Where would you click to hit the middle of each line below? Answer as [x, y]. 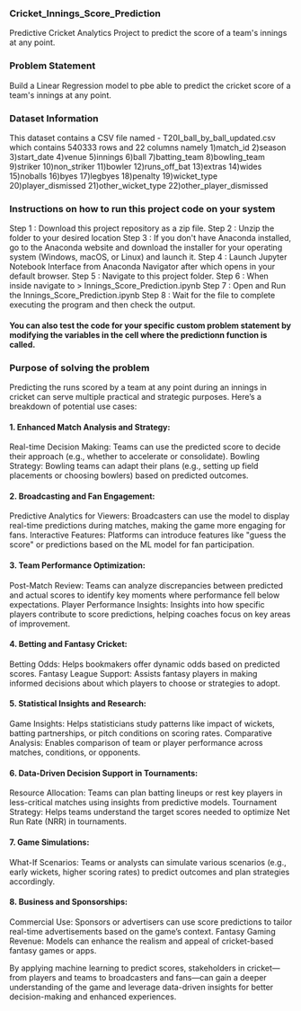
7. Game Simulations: [49, 842]
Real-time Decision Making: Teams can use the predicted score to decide [145, 447]
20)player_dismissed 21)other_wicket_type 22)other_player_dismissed [139, 185]
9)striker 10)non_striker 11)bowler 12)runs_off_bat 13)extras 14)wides [136, 166]
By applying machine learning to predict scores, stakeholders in [127, 968]
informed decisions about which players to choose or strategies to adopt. [145, 683]
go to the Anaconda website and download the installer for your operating [146, 248]
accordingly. [32, 881]
